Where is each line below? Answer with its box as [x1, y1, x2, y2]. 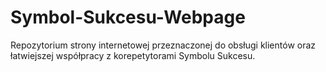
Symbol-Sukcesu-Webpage [10, 6, 246, 29]
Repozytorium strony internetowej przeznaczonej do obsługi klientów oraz [10, 39, 317, 51]
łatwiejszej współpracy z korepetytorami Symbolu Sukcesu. [10, 49, 256, 61]
